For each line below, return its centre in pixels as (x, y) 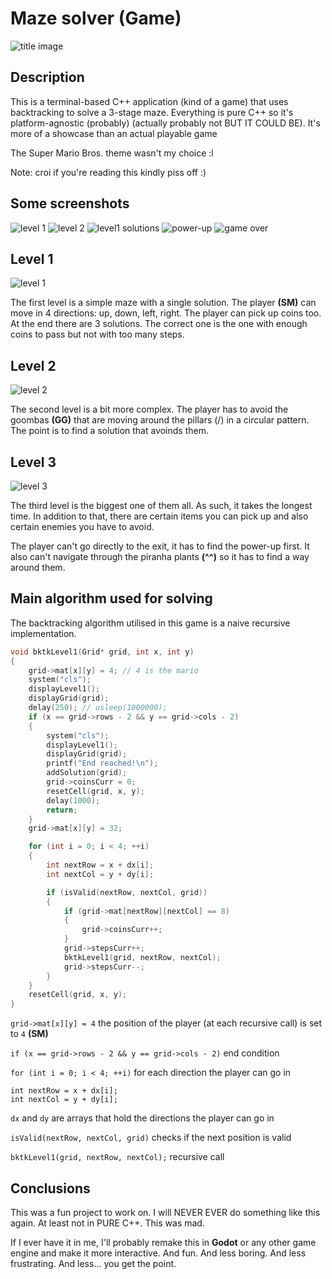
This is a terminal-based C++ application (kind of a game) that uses (149, 101)
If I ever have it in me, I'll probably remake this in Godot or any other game (163, 1242)
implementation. (43, 633)
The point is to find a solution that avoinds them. (109, 431)
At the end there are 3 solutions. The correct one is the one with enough (159, 324)
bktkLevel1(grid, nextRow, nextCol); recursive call (117, 1157)
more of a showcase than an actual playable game (114, 133)
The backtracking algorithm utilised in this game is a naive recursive (150, 623)
